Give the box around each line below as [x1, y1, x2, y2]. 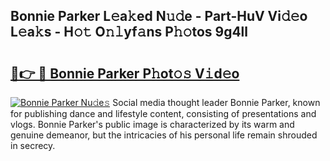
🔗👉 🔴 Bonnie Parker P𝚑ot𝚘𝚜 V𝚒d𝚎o [10, 65, 240, 82]
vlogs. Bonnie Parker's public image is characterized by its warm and [10, 119, 295, 130]
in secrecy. [10, 140, 56, 151]
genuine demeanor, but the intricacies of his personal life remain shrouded [10, 129, 318, 141]
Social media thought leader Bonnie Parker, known [112, 97, 321, 108]
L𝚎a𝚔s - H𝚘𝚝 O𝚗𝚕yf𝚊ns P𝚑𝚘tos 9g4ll [10, 24, 248, 41]
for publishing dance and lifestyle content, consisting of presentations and [10, 108, 317, 119]
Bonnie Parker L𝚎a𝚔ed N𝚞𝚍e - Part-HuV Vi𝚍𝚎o [10, 8, 308, 25]
